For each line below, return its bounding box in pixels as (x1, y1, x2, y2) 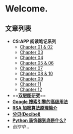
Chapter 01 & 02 (19, 44, 53, 50)
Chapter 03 (19, 49, 43, 55)
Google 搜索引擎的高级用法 (12, 98, 68, 104)
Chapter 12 (19, 86, 42, 92)
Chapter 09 (19, 76, 43, 81)
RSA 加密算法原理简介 (12, 105, 58, 110)
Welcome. (5, 3, 48, 14)
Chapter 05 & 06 (19, 60, 54, 65)
